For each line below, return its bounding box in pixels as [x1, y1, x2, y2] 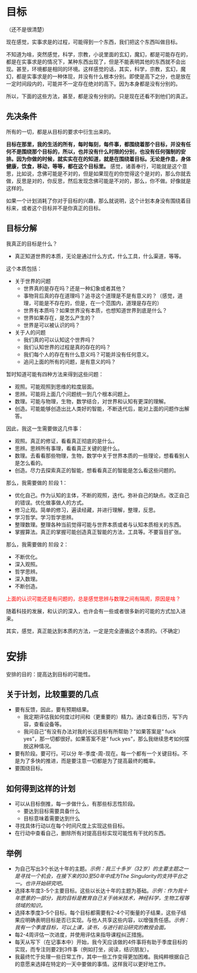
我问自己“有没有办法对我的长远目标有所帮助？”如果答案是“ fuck [23, 728, 176, 735]
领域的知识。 [14, 901, 46, 908]
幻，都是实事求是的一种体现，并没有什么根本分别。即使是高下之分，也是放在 [6, 73, 191, 80]
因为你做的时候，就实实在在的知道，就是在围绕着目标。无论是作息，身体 [16, 155, 191, 162]
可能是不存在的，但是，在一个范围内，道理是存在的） [33, 299, 162, 306]
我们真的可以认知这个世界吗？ [23, 336, 96, 343]
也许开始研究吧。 [25, 880, 66, 887]
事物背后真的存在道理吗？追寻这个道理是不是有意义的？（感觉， [23, 292, 178, 299]
